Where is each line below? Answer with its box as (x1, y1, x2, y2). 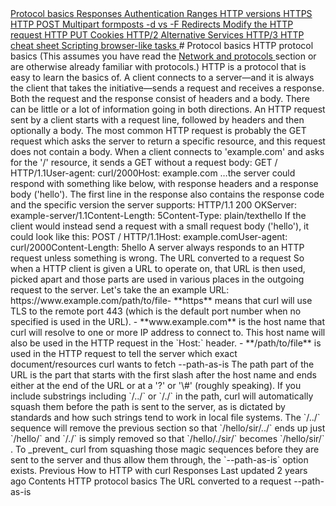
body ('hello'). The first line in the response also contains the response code (10, 188, 325, 200)
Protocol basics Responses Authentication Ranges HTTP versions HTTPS (10, 8, 313, 19)
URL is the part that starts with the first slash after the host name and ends (10, 369, 317, 381)
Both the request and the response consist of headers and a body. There (10, 93, 310, 104)
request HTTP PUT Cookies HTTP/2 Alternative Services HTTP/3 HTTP (10, 29, 305, 41)
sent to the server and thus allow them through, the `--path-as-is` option (10, 454, 309, 466)
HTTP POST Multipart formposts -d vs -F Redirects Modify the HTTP (10, 18, 294, 30)
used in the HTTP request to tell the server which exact (10, 348, 238, 359)
